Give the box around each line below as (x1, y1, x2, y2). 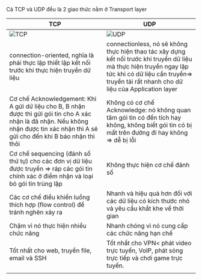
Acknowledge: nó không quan (106, 106, 191, 114)
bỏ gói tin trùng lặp (9, 180, 63, 187)
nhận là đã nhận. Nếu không (9, 117, 89, 126)
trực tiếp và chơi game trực (106, 254, 183, 262)
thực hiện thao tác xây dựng (106, 47, 186, 55)
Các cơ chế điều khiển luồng (9, 193, 90, 201)
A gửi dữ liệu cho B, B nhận (9, 102, 85, 111)
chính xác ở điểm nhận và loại (9, 172, 93, 180)
